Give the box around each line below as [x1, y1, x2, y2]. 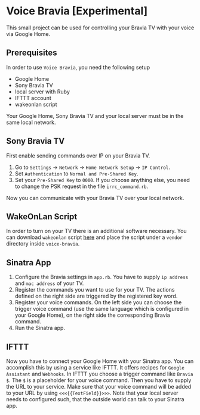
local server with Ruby [14, 88, 70, 95]
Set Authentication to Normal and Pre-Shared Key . [14, 169, 139, 177]
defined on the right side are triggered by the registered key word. [14, 292, 178, 300]
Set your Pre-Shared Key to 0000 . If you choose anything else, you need [14, 176, 190, 183]
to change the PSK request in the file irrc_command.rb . [14, 183, 149, 190]
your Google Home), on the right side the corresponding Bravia [14, 311, 170, 319]
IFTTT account [14, 94, 52, 101]
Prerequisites [6, 48, 57, 58]
